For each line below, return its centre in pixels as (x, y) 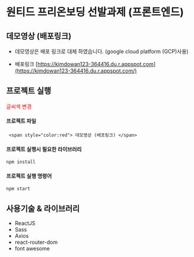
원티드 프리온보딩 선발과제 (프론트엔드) (95, 12)
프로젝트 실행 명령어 (29, 175)
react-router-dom (36, 242)
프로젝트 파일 (21, 121)
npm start (18, 189)
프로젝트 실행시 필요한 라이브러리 (44, 149)
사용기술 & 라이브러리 (43, 209)
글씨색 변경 (19, 106)
